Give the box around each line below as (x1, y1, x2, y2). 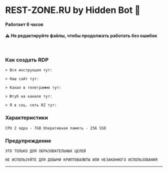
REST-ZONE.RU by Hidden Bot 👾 (5, 4, 141, 16)
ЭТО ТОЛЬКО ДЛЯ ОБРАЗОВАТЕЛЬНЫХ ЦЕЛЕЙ (5, 148, 86, 153)
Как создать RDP (5, 56, 49, 63)
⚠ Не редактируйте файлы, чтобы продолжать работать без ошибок (5, 32, 157, 39)
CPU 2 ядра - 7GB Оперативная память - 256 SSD (5, 125, 106, 130)
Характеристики (5, 114, 48, 121)
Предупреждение (5, 137, 51, 144)
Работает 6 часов (5, 21, 43, 27)
